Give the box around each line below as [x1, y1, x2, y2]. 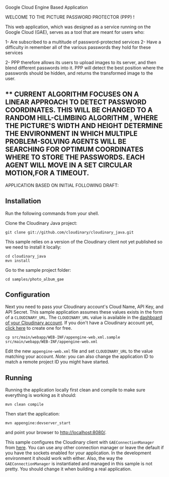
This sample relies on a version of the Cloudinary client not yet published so [5, 239, 162, 245]
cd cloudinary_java [5, 254, 46, 259]
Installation [5, 197, 41, 206]
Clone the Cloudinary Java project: [5, 220, 77, 226]
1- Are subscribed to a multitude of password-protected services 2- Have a [5, 39, 161, 45]
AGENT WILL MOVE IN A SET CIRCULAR [5, 161, 132, 169]
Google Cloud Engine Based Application [5, 5, 88, 10]
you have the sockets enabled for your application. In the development [5, 450, 151, 456]
